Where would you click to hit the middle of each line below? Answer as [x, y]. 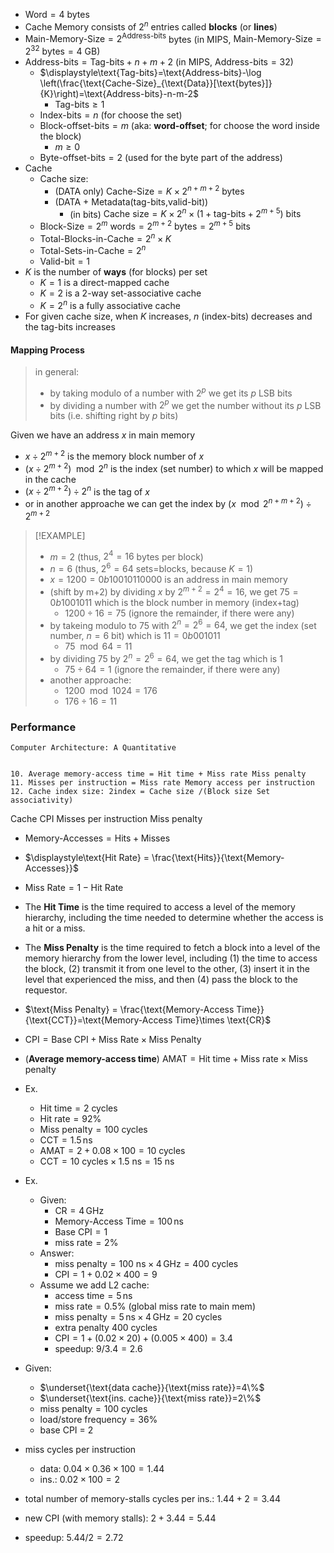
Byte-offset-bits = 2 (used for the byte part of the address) [161, 157]
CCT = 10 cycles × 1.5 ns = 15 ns [107, 1161]
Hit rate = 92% [70, 1119]
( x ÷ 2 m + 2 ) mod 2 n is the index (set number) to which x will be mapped [174, 467]
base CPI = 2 [66, 1430]
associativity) [42, 800]
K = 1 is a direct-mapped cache [104, 283]
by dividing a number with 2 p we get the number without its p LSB [185, 404]
